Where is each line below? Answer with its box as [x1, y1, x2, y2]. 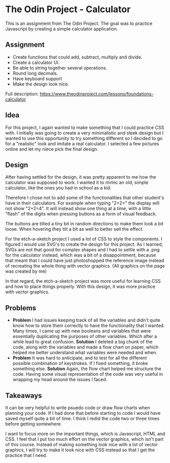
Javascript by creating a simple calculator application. [5, 25, 118, 31]
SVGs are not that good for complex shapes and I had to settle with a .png [5, 247, 160, 253]
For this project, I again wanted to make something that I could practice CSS [5, 124, 164, 130]
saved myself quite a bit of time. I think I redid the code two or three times [5, 415, 160, 421]
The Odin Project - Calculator [5, 4, 131, 15]
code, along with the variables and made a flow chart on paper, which [12, 344, 159, 350]
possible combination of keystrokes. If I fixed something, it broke [12, 360, 148, 367]
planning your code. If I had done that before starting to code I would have [5, 410, 161, 416]
